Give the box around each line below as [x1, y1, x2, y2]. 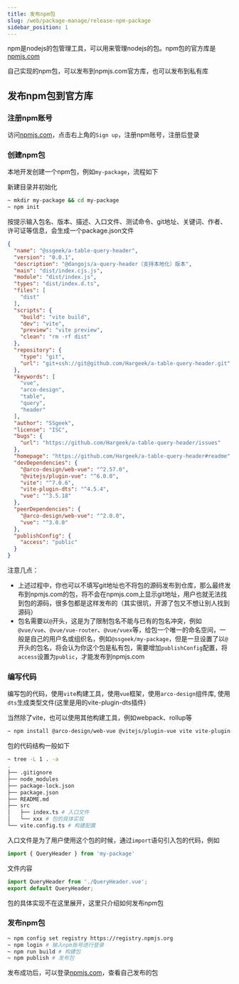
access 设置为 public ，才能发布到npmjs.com [17, 652, 145, 661]
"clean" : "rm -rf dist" [20, 333, 91, 341]
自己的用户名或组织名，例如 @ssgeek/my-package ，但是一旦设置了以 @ [30, 635, 228, 643]
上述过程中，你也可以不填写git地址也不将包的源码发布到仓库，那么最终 [17, 581, 225, 590]
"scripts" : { [14, 307, 53, 314]
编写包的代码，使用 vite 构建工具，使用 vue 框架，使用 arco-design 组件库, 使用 [7, 690, 230, 698]
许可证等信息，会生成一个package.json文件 [7, 226, 134, 235]
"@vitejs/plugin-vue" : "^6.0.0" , [20, 472, 119, 480]
